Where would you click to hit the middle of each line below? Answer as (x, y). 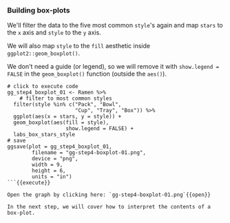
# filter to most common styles (66, 98)
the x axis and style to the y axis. (54, 32)
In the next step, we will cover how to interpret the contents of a (109, 207)
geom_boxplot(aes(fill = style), (61, 123)
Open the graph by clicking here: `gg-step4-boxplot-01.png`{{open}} (109, 195)
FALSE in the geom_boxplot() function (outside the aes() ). (87, 74)
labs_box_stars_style (44, 135)
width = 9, (48, 165)
